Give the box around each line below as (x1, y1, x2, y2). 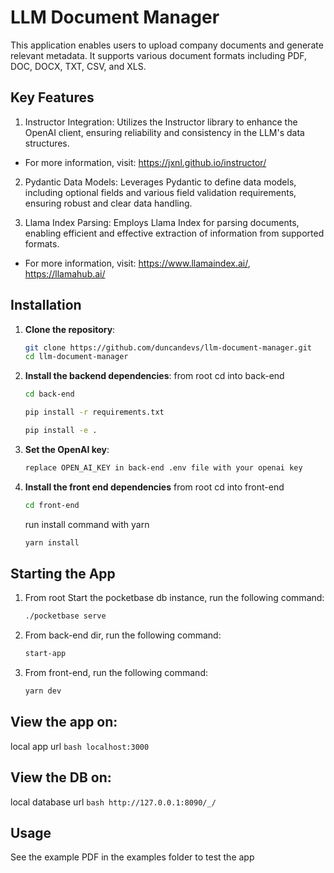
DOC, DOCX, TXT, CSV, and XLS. (10, 60, 147, 72)
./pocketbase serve (24, 611, 107, 621)
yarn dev (24, 686, 62, 696)
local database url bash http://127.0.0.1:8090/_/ (10, 796, 217, 808)
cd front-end (24, 500, 80, 510)
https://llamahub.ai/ (24, 267, 106, 280)
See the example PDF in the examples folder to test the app (10, 851, 255, 863)
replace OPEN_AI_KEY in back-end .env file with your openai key (24, 462, 303, 473)
